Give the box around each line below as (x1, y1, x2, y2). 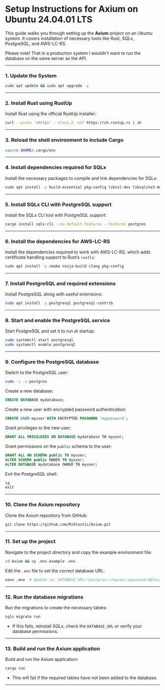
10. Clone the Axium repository (5, 501, 81, 508)
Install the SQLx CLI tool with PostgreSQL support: (5, 212, 107, 218)
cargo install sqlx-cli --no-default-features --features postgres (5, 221, 146, 227)
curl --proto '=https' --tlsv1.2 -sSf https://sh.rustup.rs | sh (5, 120, 141, 125)
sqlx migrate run (5, 614, 41, 619)
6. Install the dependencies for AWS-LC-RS (5, 238, 110, 244)
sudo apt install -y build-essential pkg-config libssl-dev (5, 184, 131, 190)
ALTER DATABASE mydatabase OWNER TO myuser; (5, 462, 98, 467)
